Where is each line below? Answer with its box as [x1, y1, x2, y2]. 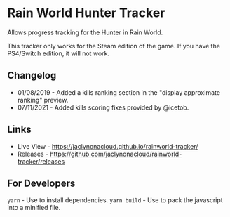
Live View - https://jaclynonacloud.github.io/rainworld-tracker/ [17, 142, 198, 150]
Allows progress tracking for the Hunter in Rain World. [7, 28, 163, 37]
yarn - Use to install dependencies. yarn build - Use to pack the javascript [7, 196, 223, 204]
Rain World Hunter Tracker [7, 5, 165, 21]
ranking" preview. [17, 96, 69, 104]
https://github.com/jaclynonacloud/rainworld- [50, 150, 182, 158]
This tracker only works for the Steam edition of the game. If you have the [7, 41, 221, 50]
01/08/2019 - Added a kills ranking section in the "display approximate [17, 88, 221, 96]
